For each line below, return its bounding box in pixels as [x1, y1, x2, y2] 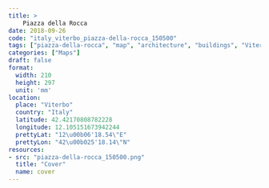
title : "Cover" [15, 161, 66, 169]
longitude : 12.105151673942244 [15, 123, 120, 131]
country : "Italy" [15, 109, 74, 117]
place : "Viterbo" [15, 101, 74, 109]
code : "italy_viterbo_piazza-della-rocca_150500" [8, 34, 178, 42]
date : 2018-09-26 [8, 26, 66, 34]
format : [8, 64, 34, 72]
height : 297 [15, 78, 56, 86]
